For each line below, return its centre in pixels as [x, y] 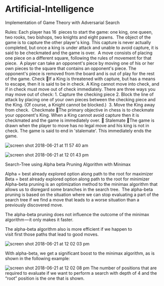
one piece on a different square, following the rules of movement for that [78, 58]
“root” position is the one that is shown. [45, 278]
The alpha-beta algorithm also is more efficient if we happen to [69, 229]
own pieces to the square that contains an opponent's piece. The [71, 68]
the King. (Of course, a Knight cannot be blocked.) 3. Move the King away [80, 105]
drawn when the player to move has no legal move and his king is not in [77, 125]
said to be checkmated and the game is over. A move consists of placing [79, 53]
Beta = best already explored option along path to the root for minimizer [77, 179]
